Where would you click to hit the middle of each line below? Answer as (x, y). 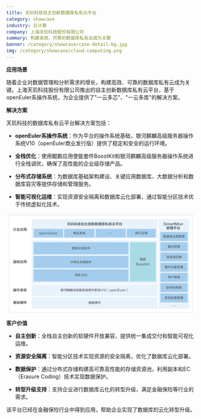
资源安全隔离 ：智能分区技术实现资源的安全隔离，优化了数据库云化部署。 (104, 356)
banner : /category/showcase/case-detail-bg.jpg (67, 45)
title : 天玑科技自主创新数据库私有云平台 (52, 13)
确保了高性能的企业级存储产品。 (86, 163)
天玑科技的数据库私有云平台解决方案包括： (59, 123)
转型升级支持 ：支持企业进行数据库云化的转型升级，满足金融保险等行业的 (104, 390)
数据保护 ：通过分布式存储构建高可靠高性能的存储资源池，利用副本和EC (103, 369)
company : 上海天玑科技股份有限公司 (45, 32)
